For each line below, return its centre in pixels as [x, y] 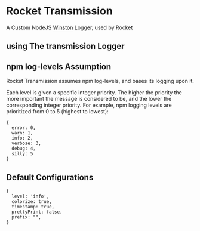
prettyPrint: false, [37, 212]
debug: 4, [24, 149]
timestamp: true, [33, 207]
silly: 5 [22, 154]
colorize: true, [32, 201]
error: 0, [24, 128]
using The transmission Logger [65, 46]
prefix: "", [27, 217]
